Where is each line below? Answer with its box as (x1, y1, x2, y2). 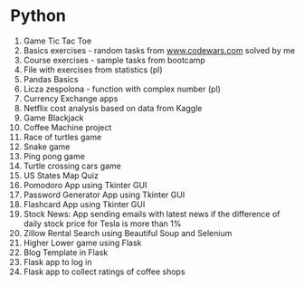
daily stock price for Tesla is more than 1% (23, 218, 182, 229)
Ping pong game (23, 150, 85, 161)
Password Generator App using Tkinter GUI (23, 189, 185, 200)
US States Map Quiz (23, 169, 99, 181)
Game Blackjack (23, 112, 84, 123)
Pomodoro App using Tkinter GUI (23, 179, 147, 190)
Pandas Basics (23, 73, 79, 84)
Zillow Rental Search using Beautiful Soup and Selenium (23, 227, 233, 238)
